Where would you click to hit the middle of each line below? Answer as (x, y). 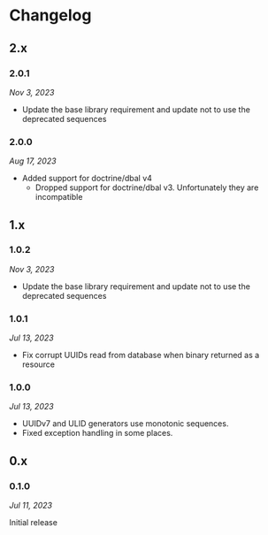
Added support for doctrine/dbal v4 (87, 179)
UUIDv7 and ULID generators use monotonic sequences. (125, 424)
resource (38, 364)
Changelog (50, 15)
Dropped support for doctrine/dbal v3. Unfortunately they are (147, 187)
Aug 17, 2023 (33, 161)
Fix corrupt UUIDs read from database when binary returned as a (141, 355)
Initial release (33, 523)
